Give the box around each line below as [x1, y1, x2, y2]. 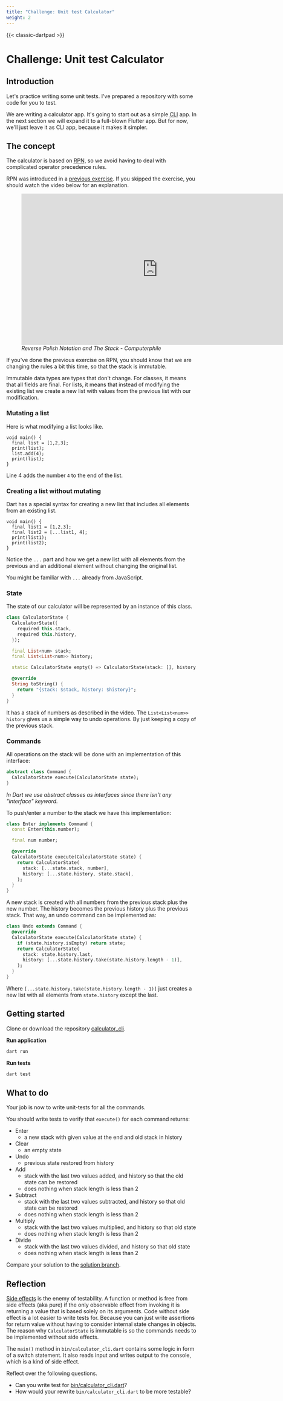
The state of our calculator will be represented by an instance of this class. [6, 603, 192, 610]
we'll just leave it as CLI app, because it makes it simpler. [6, 124, 148, 131]
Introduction [6, 76, 54, 87]
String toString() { [11, 681, 63, 687]
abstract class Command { [6, 768, 71, 775]
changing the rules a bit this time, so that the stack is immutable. [6, 363, 167, 370]
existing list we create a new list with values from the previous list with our [6, 387, 192, 395]
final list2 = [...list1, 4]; [11, 529, 88, 535]
